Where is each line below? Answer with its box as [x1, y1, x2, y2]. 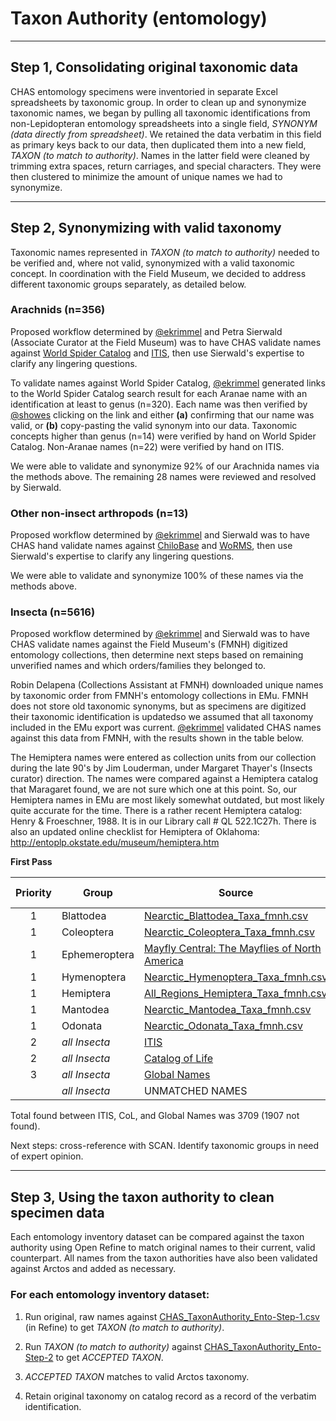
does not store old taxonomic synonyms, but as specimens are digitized [10, 700, 307, 712]
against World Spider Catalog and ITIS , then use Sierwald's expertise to [10, 347, 305, 359]
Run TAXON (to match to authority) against [24, 1340, 202, 1352]
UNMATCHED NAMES [143, 1084, 248, 1098]
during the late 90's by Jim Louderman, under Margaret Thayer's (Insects [10, 762, 313, 774]
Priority [15, 886, 52, 900]
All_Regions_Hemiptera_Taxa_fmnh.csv [143, 987, 328, 1001]
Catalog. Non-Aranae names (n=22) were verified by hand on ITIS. [10, 440, 285, 452]
